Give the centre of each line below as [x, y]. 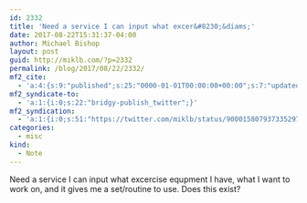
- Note [30, 153]
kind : [20, 145]
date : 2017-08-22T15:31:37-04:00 [73, 35]
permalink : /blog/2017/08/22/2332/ [77, 69]
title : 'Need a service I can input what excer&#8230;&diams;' [132, 26]
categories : [32, 128]
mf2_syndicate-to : [44, 94]
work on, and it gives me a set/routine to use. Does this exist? [125, 188]
